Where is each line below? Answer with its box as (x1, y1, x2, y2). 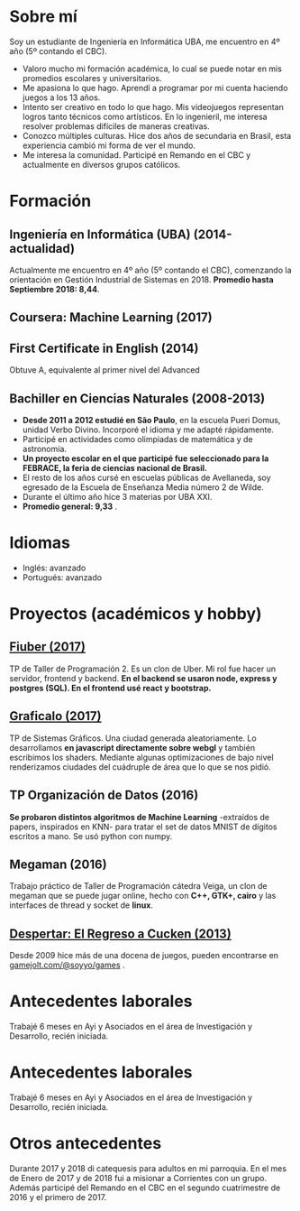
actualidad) (9, 241, 75, 256)
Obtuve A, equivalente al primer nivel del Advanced (9, 365, 200, 375)
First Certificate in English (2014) (9, 340, 199, 356)
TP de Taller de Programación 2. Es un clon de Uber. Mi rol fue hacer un (9, 663, 277, 674)
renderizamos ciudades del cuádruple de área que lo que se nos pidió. (9, 761, 272, 772)
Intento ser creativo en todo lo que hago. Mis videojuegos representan (22, 101, 284, 112)
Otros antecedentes (9, 1133, 162, 1154)
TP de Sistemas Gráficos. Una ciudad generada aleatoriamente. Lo (9, 733, 257, 744)
